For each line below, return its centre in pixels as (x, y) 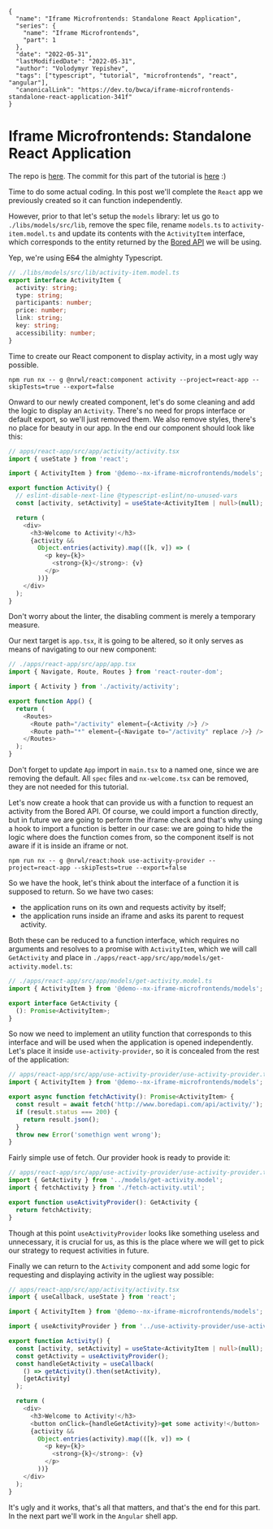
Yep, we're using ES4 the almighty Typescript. (86, 258)
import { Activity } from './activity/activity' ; (94, 687)
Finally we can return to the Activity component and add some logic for (129, 1266)
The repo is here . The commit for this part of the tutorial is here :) (117, 175)
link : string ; (39, 318)
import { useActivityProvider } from (72, 1327)
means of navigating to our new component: (82, 649)
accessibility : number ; (56, 333)
